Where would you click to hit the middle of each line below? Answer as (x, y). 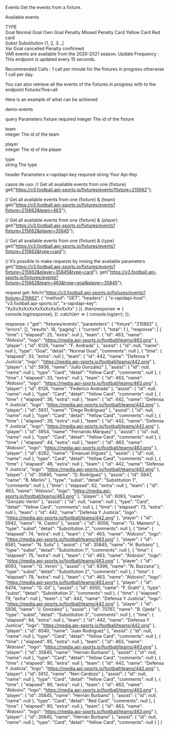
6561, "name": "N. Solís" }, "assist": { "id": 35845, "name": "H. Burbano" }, (82, 545)
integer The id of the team (32, 134)
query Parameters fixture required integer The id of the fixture (70, 119)
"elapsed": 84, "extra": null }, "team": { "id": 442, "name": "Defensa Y (77, 620)
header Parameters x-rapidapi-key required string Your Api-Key (71, 175)
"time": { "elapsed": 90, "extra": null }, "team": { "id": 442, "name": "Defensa (84, 663)
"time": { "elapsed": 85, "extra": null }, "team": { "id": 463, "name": (74, 641)
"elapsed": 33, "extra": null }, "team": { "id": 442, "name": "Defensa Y (77, 356)
